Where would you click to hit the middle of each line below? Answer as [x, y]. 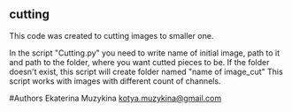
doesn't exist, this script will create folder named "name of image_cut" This [146, 71]
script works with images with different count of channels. [115, 81]
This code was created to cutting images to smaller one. [111, 35]
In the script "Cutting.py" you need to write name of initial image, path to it [145, 53]
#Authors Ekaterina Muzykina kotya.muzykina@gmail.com [115, 98]
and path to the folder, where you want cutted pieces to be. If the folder [139, 62]
